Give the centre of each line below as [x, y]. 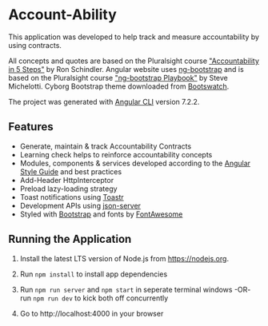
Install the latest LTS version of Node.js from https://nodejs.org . [124, 258]
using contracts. [35, 45]
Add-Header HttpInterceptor [67, 180]
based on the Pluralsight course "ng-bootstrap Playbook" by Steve [118, 78]
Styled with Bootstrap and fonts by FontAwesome [101, 214]
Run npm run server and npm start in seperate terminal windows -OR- [135, 289]
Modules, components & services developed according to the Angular [135, 163]
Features [31, 127]
